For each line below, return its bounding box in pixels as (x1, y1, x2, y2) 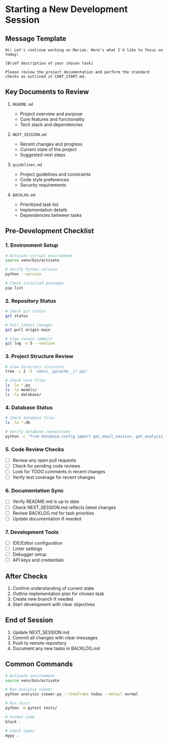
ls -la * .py (5, 383, 30, 388)
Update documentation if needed (12, 515, 81, 522)
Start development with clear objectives (12, 602, 96, 608)
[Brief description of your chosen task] (5, 61, 94, 66)
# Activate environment (5, 673, 55, 678)
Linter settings (12, 546, 43, 552)
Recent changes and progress (20, 141, 83, 147)
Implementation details (20, 206, 67, 212)
